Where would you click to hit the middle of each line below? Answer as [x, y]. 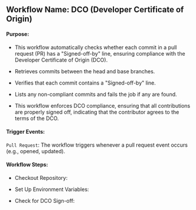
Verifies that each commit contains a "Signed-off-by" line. [85, 83]
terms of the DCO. [37, 118]
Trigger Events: [26, 132]
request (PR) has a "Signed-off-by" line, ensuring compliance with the [100, 53]
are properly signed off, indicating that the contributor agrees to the [97, 112]
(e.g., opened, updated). [36, 151]
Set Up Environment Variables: [52, 189]
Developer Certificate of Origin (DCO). [61, 60]
